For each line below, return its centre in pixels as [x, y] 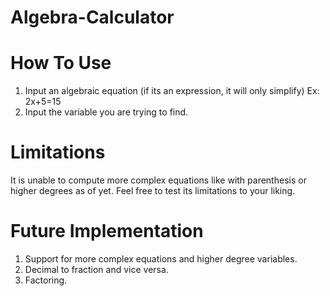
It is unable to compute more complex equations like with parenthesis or [158, 180]
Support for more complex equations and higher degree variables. [161, 259]
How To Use [61, 63]
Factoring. [46, 280]
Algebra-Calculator [92, 17]
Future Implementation [107, 231]
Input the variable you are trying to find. [106, 112]
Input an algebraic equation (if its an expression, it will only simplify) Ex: [172, 91]
